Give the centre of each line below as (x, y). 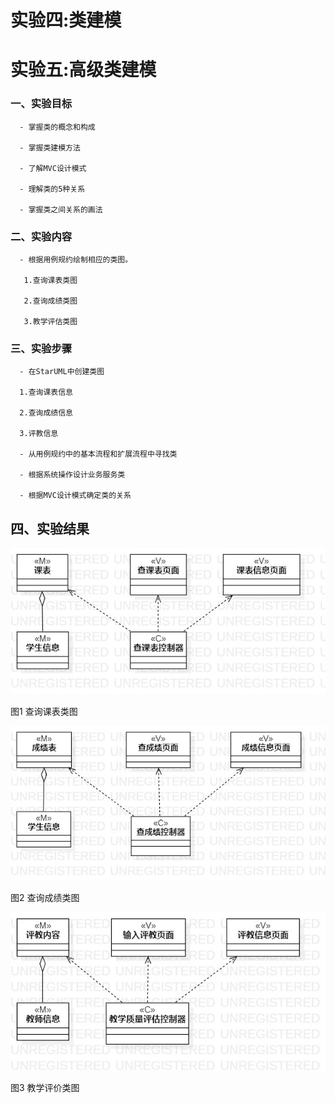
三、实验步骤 (41, 348)
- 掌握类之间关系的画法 (61, 209)
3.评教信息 (39, 434)
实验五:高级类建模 (83, 70)
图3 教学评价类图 (45, 1087)
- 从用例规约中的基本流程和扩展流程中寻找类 (98, 454)
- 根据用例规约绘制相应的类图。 (76, 259)
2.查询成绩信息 (46, 413)
